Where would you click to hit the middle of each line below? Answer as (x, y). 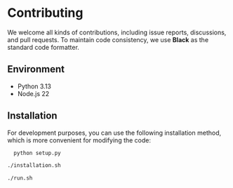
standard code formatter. (43, 47)
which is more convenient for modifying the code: (79, 140)
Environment (36, 69)
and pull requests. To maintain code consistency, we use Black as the (108, 39)
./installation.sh (34, 166)
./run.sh (20, 178)
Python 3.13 (34, 86)
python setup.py (37, 153)
